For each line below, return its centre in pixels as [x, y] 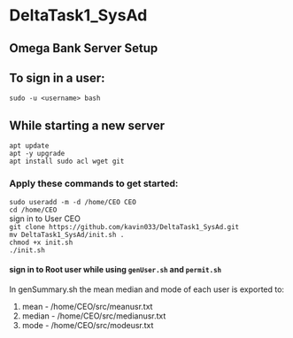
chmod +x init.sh [41, 242]
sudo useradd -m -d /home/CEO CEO [73, 202]
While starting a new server [87, 125]
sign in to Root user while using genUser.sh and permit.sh [116, 270]
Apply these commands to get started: [94, 184]
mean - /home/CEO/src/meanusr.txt [87, 306]
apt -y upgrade [37, 154]
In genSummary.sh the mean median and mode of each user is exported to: [147, 289]
